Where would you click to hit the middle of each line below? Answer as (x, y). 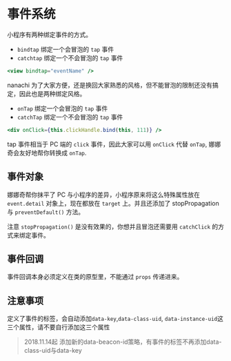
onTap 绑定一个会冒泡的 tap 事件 (62, 108)
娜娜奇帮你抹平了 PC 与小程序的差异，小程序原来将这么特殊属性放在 (104, 195)
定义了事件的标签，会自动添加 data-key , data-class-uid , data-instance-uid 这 (115, 319)
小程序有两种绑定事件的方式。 (49, 35)
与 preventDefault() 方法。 (46, 212)
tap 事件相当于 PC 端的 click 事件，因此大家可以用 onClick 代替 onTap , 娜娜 (114, 144)
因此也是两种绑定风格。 (52, 93)
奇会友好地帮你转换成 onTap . (47, 153)
